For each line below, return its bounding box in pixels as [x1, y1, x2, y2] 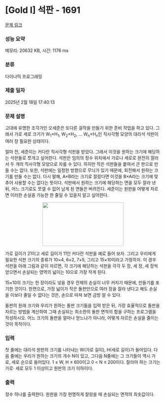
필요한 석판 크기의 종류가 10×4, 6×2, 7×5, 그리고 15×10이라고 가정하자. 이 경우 [5, 256, 157, 262]
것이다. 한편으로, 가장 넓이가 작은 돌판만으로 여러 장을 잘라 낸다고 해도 [14, 286, 148, 292]
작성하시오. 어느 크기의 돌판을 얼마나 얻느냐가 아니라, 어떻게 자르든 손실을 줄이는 [5, 315, 159, 321]
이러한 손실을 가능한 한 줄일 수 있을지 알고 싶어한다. [10, 192, 109, 198]
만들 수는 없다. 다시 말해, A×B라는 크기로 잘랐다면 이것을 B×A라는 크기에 [14, 173, 154, 179]
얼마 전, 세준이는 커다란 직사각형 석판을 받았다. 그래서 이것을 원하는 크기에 [5, 149, 147, 154]
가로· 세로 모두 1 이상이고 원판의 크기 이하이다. [5, 365, 94, 371]
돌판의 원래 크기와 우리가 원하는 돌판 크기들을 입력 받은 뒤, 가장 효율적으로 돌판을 [5, 302, 160, 308]
